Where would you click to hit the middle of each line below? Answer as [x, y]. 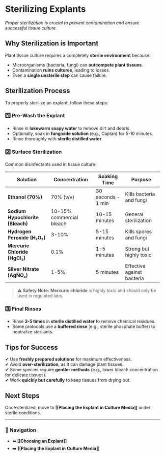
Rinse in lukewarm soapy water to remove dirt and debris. [71, 128]
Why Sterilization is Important [52, 44]
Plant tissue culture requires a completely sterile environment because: [78, 55]
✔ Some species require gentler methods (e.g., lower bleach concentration [82, 370]
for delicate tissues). [26, 375]
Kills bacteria [140, 194]
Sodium [17, 211]
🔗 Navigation [21, 430]
